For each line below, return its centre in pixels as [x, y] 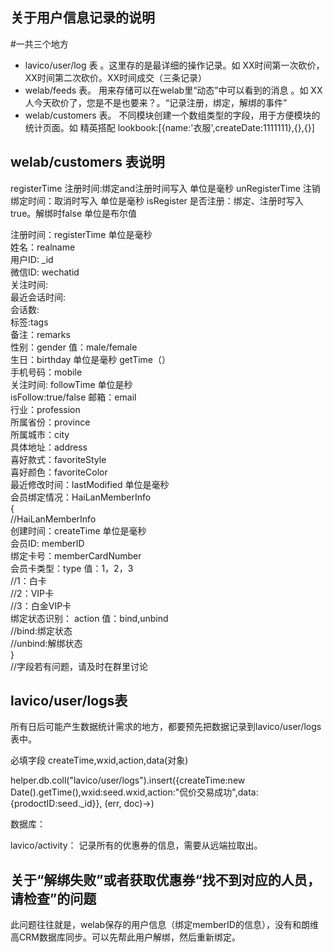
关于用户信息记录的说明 [82, 18]
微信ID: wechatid [45, 272]
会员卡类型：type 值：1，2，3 [72, 568]
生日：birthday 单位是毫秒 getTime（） [90, 359]
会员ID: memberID [47, 543]
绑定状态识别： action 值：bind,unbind [89, 618]
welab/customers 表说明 [87, 162]
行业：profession [45, 409]
